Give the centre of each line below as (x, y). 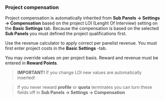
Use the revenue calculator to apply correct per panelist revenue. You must (81, 43)
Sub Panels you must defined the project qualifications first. (66, 34)
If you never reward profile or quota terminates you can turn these (84, 87)
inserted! (26, 78)
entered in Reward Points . (31, 63)
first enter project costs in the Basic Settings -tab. (56, 49)
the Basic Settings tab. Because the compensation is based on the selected (82, 28)
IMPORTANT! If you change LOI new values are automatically (79, 73)
